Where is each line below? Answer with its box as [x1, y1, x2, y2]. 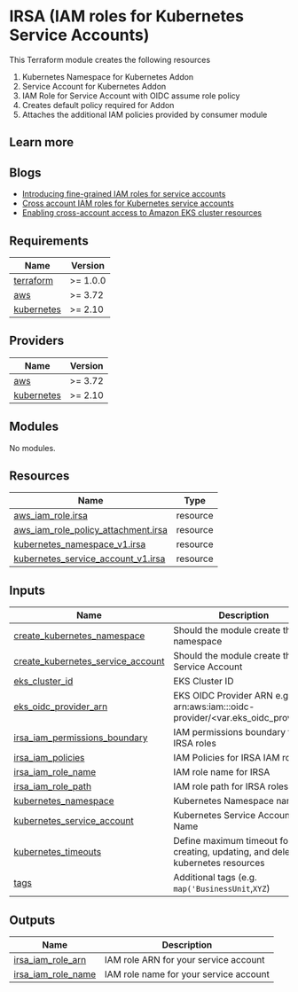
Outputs [9, 912, 56, 927]
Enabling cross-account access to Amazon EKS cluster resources [21, 207, 263, 218]
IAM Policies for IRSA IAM [172, 752, 280, 764]
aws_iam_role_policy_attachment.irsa [13, 524, 169, 536]
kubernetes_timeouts [13, 846, 102, 858]
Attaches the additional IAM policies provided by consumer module [21, 109, 268, 120]
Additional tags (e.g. [172, 871, 257, 884]
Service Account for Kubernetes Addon [21, 81, 167, 91]
